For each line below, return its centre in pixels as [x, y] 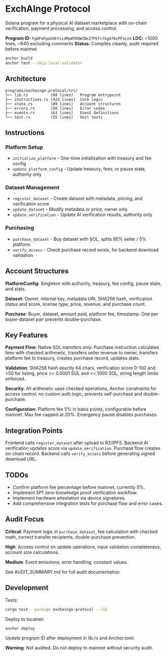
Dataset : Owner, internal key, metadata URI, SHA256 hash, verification [79, 299]
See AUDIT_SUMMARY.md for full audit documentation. [63, 572]
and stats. [16, 289]
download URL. [21, 459]
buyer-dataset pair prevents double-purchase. [54, 319]
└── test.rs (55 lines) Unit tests [54, 117]
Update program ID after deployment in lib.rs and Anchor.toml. [70, 638]
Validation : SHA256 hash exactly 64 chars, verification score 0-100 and [80, 368]
